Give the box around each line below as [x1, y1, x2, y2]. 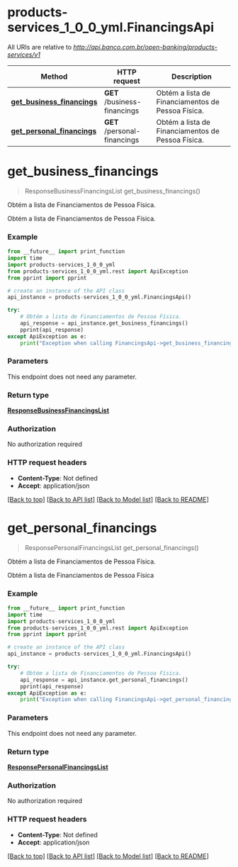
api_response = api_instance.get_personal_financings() [20, 676, 189, 683]
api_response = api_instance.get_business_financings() [20, 320, 189, 327]
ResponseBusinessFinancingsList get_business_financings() [24, 186, 200, 195]
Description [171, 72, 212, 82]
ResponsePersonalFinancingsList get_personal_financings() [24, 543, 200, 552]
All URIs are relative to [7, 43, 72, 51]
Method [40, 72, 68, 82]
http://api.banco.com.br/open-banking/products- [73, 43, 217, 51]
